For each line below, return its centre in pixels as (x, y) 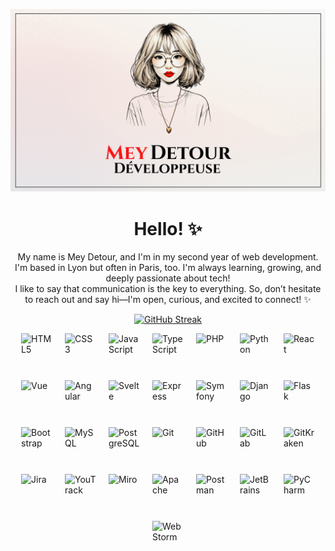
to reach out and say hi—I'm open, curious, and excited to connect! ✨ (168, 300)
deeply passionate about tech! (168, 278)
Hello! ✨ (168, 228)
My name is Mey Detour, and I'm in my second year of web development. (168, 257)
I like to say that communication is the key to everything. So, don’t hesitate (168, 289)
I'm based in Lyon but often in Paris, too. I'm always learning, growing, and (168, 268)
